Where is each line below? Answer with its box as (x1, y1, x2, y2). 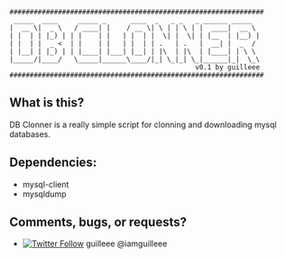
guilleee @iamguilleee (85, 238, 168, 249)
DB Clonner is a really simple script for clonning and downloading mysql (9, 119, 277, 130)
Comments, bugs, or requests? (9, 215, 188, 230)
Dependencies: (9, 155, 97, 170)
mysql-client (22, 179, 69, 189)
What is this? (9, 95, 85, 111)
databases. (9, 128, 51, 139)
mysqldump (22, 189, 67, 199)
